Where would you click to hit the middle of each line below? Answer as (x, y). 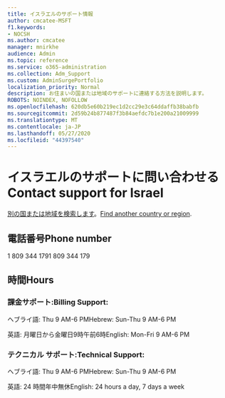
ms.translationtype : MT (43, 120)
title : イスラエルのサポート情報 (51, 14)
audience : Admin (31, 54)
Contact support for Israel (85, 193)
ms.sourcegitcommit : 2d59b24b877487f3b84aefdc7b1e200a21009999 (103, 113)
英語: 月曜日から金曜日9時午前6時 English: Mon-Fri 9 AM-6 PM (99, 334)
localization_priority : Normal (54, 87)
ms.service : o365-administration (57, 67)
